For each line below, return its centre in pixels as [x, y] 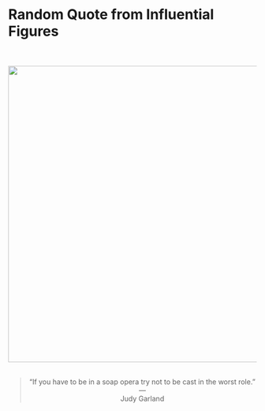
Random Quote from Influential [111, 15]
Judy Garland [142, 398]
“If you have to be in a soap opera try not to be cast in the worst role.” [142, 382]
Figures [34, 31]
